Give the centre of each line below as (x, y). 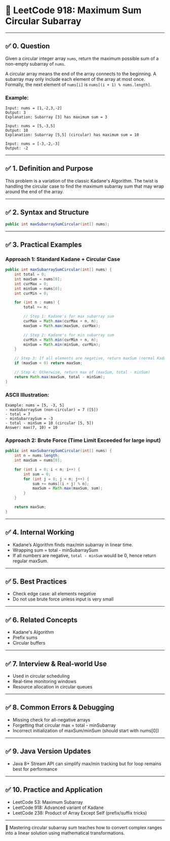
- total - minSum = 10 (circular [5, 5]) (50, 423)
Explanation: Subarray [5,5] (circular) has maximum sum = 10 (72, 135)
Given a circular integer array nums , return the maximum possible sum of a (82, 58)
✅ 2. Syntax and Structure (47, 212)
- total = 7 (18, 414)
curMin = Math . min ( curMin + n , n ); (61, 340)
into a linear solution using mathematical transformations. (65, 833)
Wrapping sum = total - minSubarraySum (55, 550)
